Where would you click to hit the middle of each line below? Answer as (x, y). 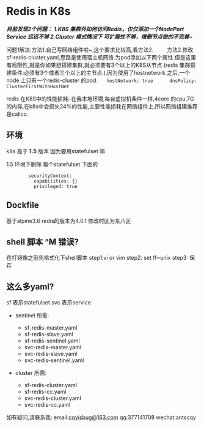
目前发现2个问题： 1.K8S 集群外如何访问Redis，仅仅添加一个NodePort (95, 29)
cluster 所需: (31, 373)
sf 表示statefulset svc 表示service (49, 303)
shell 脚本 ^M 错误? (43, 242)
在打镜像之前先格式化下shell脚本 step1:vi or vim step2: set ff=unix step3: (97, 258)
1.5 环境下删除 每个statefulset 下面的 (52, 164)
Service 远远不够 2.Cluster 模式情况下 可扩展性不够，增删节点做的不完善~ (100, 36)
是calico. (17, 114)
